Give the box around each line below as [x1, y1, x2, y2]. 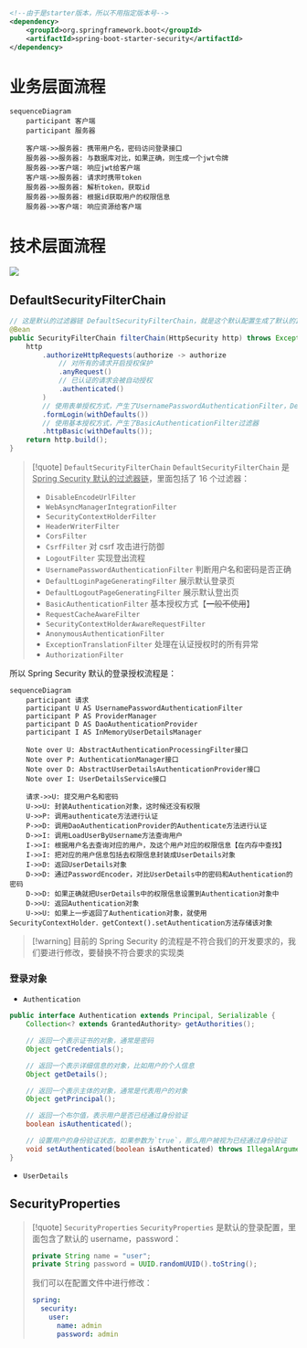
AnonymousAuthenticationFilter [45, 630, 165, 639]
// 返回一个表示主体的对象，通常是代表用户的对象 [26, 1086, 188, 1096]
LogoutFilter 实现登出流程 [45, 553, 146, 564]
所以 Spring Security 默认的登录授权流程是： [9, 668, 176, 679]
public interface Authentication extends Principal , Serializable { [9, 1011, 276, 1021]
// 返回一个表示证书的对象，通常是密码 [26, 1036, 154, 1045]
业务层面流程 [9, 76, 107, 97]
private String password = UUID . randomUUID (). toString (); [31, 1259, 258, 1269]
